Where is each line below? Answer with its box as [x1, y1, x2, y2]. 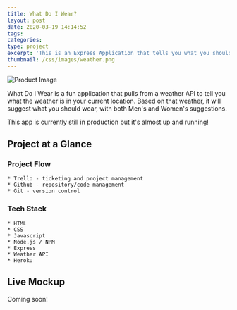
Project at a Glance [7, 138, 92, 150]
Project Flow [7, 159, 51, 169]
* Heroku [7, 256, 33, 264]
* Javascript [7, 232, 46, 240]
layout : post [7, 17, 46, 24]
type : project [7, 43, 49, 50]
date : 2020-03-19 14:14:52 [7, 23, 87, 30]
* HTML [7, 220, 27, 227]
